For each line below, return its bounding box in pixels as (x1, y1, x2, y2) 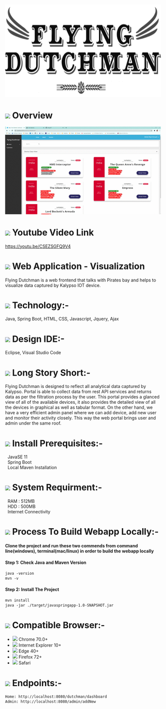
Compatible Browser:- (12, 619, 105, 631)
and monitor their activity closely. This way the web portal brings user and (5, 415, 156, 421)
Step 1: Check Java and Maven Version (5, 559, 86, 565)
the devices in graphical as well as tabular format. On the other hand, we (5, 404, 153, 410)
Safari (18, 660, 31, 666)
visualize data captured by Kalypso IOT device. (5, 282, 101, 288)
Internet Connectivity (7, 509, 51, 515)
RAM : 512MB (7, 498, 35, 504)
